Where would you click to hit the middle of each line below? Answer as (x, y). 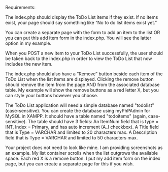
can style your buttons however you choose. (52, 95)
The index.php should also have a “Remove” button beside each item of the (84, 74)
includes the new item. (29, 64)
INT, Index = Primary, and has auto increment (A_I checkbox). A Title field (82, 127)
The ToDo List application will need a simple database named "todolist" (80, 105)
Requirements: (20, 7)
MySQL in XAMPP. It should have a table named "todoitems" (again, (76, 116)
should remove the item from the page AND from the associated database (82, 84)
